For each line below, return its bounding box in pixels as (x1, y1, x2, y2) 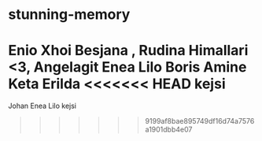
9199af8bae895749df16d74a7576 (145, 117, 255, 126)
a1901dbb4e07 (145, 124, 193, 135)
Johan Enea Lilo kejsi (8, 101, 77, 111)
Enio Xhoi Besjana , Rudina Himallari (8, 42, 249, 60)
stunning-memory (8, 6, 131, 24)
